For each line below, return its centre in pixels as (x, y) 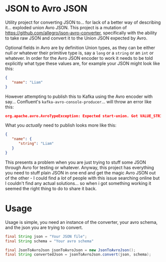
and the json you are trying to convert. (44, 227)
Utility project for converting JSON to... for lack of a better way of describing (83, 22)
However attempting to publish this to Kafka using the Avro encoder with (79, 96)
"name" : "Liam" (27, 82)
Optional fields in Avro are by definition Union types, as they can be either (80, 47)
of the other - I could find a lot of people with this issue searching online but (83, 178)
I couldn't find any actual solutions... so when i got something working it (78, 183)
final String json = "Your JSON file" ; (46, 236)
